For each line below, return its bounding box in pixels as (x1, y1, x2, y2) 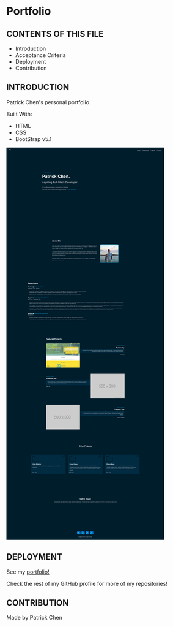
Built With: (6, 110, 32, 118)
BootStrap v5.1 (15, 135, 52, 142)
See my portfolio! (6, 568, 50, 576)
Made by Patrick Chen (6, 614, 63, 621)
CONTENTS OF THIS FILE (6, 29, 104, 39)
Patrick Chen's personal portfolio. (6, 98, 91, 105)
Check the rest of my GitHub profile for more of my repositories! (6, 580, 168, 587)
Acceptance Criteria (15, 51, 66, 59)
